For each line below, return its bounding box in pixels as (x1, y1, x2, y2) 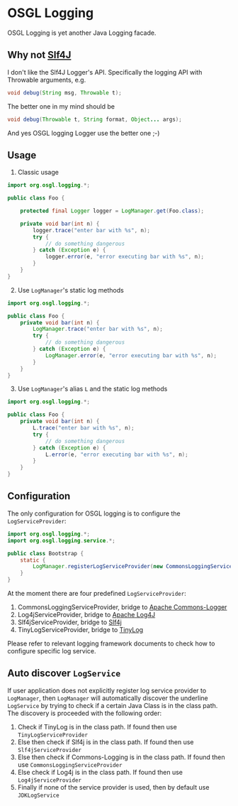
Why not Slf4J (7, 49, 72, 61)
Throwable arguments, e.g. (7, 75, 86, 84)
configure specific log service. (7, 647, 97, 655)
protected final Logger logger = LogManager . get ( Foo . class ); (20, 207, 204, 214)
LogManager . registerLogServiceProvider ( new (33, 563, 163, 570)
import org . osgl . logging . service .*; (7, 537, 115, 544)
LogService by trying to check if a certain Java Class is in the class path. (7, 701, 218, 709)
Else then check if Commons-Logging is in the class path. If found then (17, 753, 225, 761)
